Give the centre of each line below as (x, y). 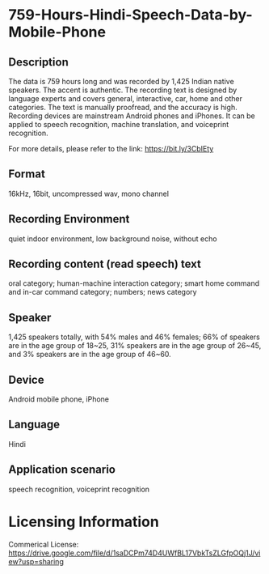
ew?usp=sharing (36, 561)
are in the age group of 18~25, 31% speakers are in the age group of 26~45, (135, 346)
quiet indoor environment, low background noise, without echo (113, 238)
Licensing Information (84, 522)
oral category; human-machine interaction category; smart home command (134, 283)
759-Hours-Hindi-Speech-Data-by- (130, 15)
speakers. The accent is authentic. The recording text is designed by (123, 90)
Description (38, 62)
